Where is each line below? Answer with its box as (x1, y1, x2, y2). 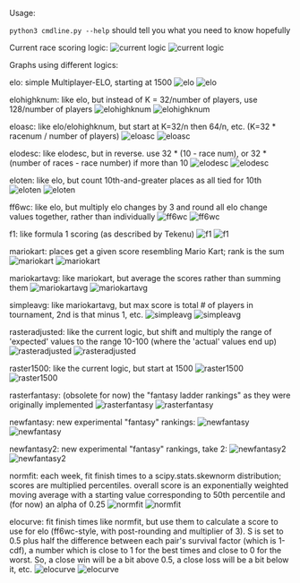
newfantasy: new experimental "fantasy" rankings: (9, 416, 196, 427)
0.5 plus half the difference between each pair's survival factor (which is (9, 536, 277, 545)
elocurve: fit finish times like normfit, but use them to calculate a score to (9, 517, 279, 527)
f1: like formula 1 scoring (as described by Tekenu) (9, 228, 195, 239)
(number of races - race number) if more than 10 (9, 158, 189, 168)
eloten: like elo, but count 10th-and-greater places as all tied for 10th (9, 175, 262, 185)
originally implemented (9, 399, 94, 410)
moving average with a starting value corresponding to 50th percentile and (9, 490, 286, 500)
